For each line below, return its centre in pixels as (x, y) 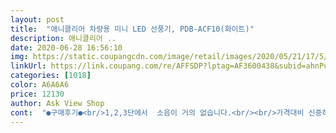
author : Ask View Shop (57, 103)
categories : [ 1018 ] (51, 76)
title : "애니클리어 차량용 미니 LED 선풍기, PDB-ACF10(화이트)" (132, 29)
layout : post (37, 19)
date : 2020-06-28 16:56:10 (66, 47)
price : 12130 (37, 94)
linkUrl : (28, 66)
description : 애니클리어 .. (63, 38)
